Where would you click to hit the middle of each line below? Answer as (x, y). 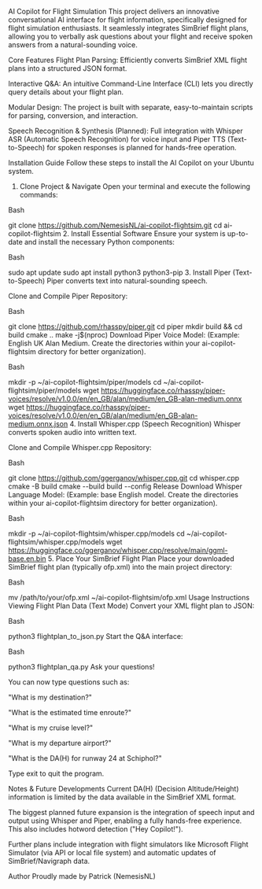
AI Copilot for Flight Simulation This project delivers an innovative (114, 11)
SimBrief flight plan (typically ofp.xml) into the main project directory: (120, 567)
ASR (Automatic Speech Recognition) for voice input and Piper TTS (117, 139)
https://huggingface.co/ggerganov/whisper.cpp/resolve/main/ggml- (118, 550)
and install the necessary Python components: (100, 242)
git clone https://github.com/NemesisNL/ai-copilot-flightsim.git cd (115, 225)
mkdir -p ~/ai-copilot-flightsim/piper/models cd (85, 382)
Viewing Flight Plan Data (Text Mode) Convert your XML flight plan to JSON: (131, 606)
